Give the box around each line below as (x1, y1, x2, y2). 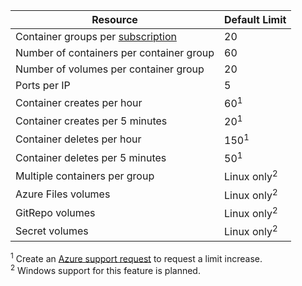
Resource (91, 13, 138, 26)
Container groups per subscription (15, 30, 177, 43)
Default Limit (224, 13, 287, 26)
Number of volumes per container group (15, 62, 205, 76)
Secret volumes (15, 224, 89, 238)
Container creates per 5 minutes (15, 114, 168, 128)
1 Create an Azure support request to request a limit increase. (10, 250, 263, 264)
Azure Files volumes (15, 187, 111, 201)
